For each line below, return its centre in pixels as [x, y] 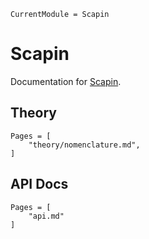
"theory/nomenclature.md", [84, 145]
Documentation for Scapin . [66, 81]
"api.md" [46, 216]
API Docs [39, 184]
